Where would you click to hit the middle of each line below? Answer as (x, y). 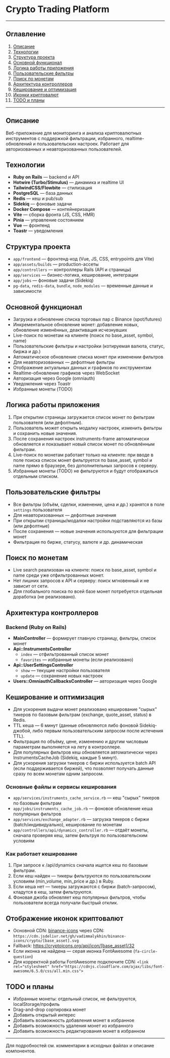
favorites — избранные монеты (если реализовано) (77, 660)
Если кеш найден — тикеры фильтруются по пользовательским (82, 875)
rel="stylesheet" (31, 967)
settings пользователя (38, 510)
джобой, (22, 731)
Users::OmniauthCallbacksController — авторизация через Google (85, 681)
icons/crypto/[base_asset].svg (46, 941)
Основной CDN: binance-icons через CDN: (59, 931)
